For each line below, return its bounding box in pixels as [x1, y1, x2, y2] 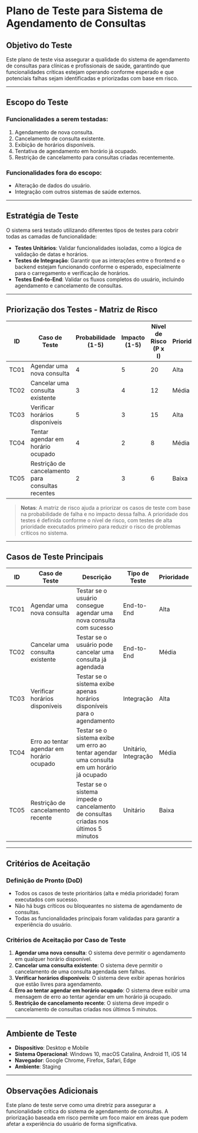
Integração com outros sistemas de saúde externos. [14, 188, 141, 195]
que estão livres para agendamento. [14, 980, 103, 988]
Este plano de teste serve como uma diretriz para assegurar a [6, 1102, 156, 1109]
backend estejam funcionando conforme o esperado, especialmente [14, 263, 181, 270]
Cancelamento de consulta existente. [14, 135, 105, 142]
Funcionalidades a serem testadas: [6, 115, 108, 124]
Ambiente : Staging [14, 1063, 61, 1070]
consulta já [76, 655, 107, 663]
